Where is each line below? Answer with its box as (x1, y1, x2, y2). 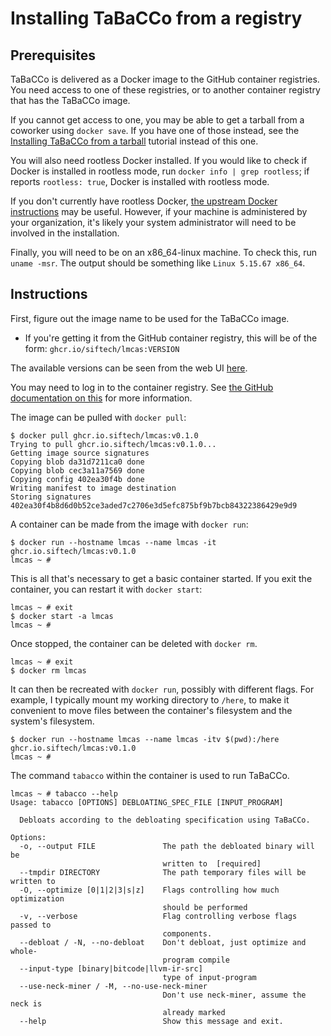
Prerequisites (10, 47, 96, 64)
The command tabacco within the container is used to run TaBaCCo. (10, 769, 290, 781)
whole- (10, 946, 38, 956)
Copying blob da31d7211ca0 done (10, 457, 145, 467)
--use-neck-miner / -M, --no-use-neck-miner (19, 981, 208, 991)
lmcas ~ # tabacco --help (10, 788, 118, 799)
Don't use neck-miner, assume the (162, 990, 307, 1000)
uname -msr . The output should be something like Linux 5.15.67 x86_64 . (10, 257, 306, 269)
